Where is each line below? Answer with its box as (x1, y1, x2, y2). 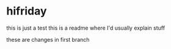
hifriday (6, 4, 47, 18)
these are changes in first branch (6, 36, 90, 43)
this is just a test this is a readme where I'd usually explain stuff (6, 24, 166, 31)
